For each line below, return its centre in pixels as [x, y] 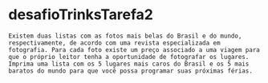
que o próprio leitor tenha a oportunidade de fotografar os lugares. [129, 57]
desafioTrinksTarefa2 [81, 15]
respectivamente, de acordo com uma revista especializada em [114, 43]
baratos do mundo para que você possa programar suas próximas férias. [130, 71]
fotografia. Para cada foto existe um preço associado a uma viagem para [134, 49]
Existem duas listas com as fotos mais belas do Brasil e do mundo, [125, 36]
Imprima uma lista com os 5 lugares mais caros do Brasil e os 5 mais [129, 64]
